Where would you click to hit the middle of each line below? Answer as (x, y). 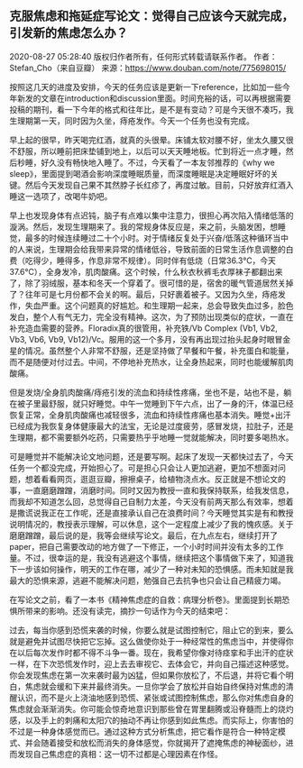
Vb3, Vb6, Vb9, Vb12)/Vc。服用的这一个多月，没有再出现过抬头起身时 (138, 339)
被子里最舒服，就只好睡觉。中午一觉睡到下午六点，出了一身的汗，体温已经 (155, 403)
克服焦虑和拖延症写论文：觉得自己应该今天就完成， (151, 16)
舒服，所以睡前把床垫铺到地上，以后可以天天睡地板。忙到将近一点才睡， (151, 151)
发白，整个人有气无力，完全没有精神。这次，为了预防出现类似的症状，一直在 (151, 316)
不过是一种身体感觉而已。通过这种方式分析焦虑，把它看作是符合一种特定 (143, 731)
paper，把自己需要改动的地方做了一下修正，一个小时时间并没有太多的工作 (147, 546)
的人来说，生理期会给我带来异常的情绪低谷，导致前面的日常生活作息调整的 (147, 249)
